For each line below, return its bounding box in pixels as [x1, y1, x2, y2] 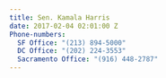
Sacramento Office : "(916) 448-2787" [17, 55, 159, 64]
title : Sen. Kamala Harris [9, 13, 110, 22]
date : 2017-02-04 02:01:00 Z [9, 22, 118, 30]
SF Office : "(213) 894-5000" [17, 38, 127, 48]
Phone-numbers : [9, 30, 66, 39]
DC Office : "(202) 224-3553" [17, 47, 127, 56]
